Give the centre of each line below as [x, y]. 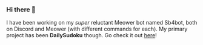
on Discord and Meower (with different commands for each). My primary [97, 29]
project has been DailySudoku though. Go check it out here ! [82, 35]
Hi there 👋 [21, 10]
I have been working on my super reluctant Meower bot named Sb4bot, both [102, 23]
